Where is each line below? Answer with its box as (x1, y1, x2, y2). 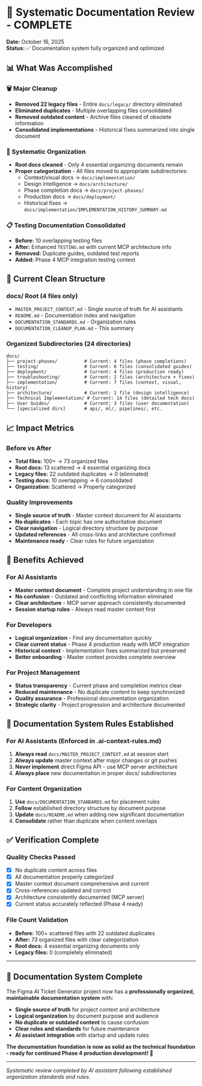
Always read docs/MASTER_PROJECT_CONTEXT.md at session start (14, 750, 169, 758)
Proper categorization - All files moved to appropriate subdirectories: (14, 167, 188, 174)
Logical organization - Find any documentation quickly (14, 634, 152, 642)
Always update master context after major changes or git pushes (14, 757, 177, 764)
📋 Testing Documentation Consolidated (6, 221, 126, 229)
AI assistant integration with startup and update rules (14, 1031, 149, 1038)
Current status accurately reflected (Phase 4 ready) (14, 900, 143, 907)
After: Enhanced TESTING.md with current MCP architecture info (14, 244, 172, 251)
